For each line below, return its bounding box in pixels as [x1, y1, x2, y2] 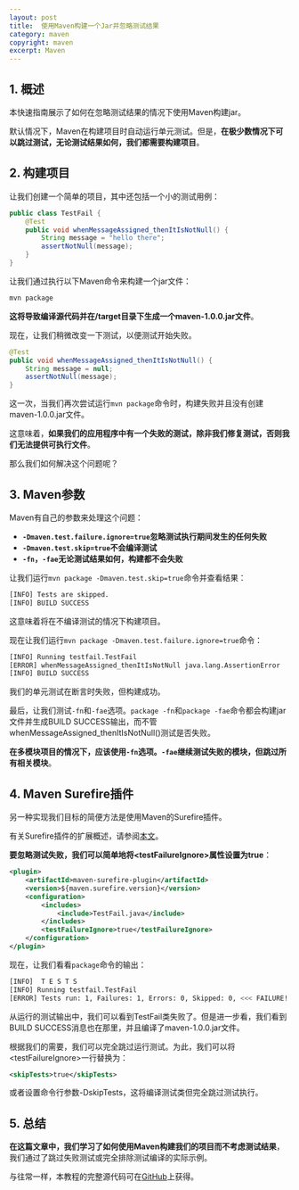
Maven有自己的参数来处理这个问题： [9, 512, 144, 523]
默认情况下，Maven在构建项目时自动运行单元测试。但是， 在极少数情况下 [9, 126, 276, 136]
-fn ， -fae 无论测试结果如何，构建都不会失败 [21, 553, 183, 564]
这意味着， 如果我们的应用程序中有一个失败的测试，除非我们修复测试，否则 [9, 428, 282, 439]
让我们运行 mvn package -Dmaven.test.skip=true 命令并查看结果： [9, 572, 246, 583]
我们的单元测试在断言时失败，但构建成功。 [9, 686, 166, 697]
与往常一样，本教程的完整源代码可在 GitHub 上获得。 [9, 1171, 198, 1182]
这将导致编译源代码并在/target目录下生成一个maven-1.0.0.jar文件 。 [9, 310, 259, 321]
